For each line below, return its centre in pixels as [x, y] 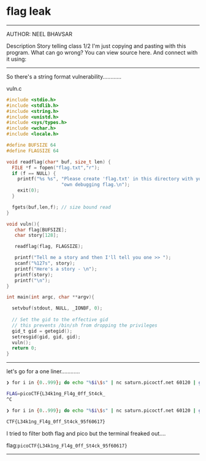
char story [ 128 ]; [37, 235]
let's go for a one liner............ [43, 371]
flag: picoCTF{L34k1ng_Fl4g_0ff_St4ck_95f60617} [67, 445]
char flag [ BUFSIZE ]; [41, 230]
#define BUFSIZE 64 [31, 145]
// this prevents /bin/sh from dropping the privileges [85, 325]
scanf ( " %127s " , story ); [45, 263]
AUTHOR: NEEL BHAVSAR [39, 34]
